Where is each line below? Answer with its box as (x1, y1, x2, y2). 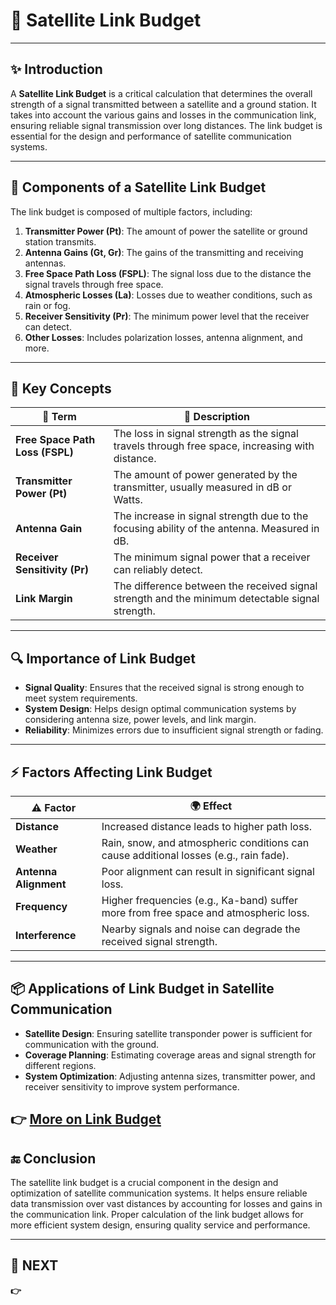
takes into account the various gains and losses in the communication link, (10, 109, 317, 121)
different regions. (24, 1059, 97, 1071)
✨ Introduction (10, 61, 103, 78)
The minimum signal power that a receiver (113, 550, 311, 564)
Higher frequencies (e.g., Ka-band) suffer (101, 894, 298, 907)
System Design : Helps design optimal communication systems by (24, 703, 297, 715)
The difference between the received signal (113, 579, 318, 593)
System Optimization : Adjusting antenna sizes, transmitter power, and (24, 1070, 316, 1082)
